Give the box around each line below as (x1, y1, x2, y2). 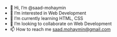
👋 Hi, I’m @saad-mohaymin (9, 5, 66, 10)
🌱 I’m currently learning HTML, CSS (9, 15, 83, 21)
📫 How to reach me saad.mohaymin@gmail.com (9, 26, 111, 32)
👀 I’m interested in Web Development (9, 10, 86, 16)
